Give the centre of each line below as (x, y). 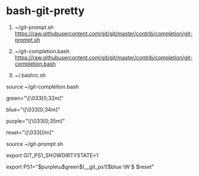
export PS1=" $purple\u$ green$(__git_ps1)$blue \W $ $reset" (80, 167)
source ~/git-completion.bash (42, 86)
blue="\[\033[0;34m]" (33, 109)
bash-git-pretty (45, 11)
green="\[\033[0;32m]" (35, 98)
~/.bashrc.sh (30, 75)
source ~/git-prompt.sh (35, 144)
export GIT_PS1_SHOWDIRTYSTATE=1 (52, 155)
